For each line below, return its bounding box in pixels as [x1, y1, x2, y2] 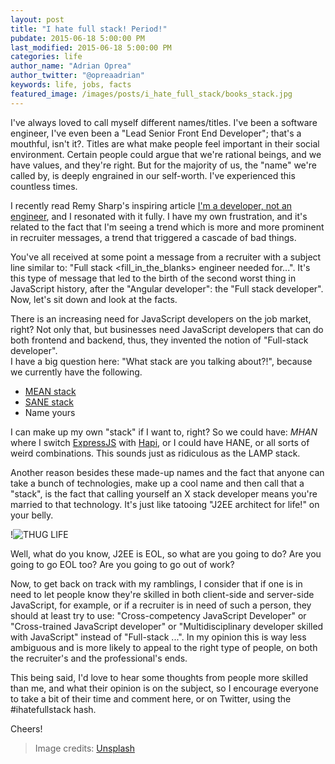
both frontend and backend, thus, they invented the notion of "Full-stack [10, 334, 309, 346]
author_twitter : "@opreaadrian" [10, 71, 145, 81]
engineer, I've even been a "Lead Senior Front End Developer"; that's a [10, 127, 302, 139]
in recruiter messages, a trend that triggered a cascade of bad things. [10, 231, 297, 243]
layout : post [10, 14, 65, 25]
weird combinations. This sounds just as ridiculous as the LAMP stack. [10, 447, 301, 459]
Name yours [24, 406, 76, 418]
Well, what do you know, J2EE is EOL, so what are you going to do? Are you [10, 547, 322, 560]
